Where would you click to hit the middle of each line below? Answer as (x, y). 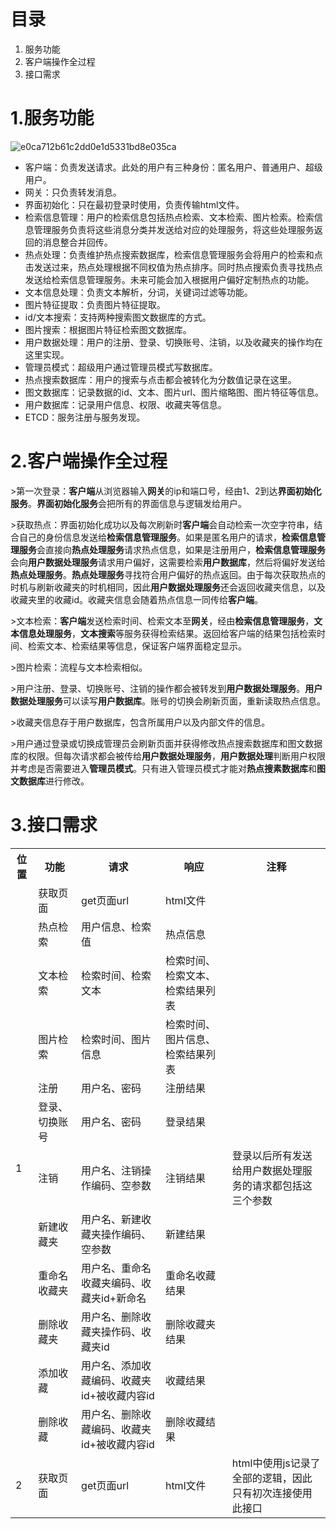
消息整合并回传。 (77, 242)
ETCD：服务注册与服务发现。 (85, 417)
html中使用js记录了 (276, 1463)
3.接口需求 (54, 825)
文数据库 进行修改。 (50, 781)
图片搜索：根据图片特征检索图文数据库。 (108, 329)
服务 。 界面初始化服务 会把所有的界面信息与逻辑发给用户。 (128, 503)
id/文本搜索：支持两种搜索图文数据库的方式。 (118, 317)
